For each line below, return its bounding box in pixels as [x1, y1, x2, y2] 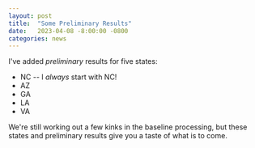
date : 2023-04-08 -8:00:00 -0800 [8, 27, 129, 35]
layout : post [8, 11, 53, 20]
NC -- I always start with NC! [19, 72, 117, 82]
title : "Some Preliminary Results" [8, 19, 132, 27]
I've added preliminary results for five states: [8, 57, 158, 66]
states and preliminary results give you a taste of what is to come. [8, 131, 228, 141]
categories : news [8, 34, 67, 43]
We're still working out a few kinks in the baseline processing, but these [8, 122, 248, 132]
